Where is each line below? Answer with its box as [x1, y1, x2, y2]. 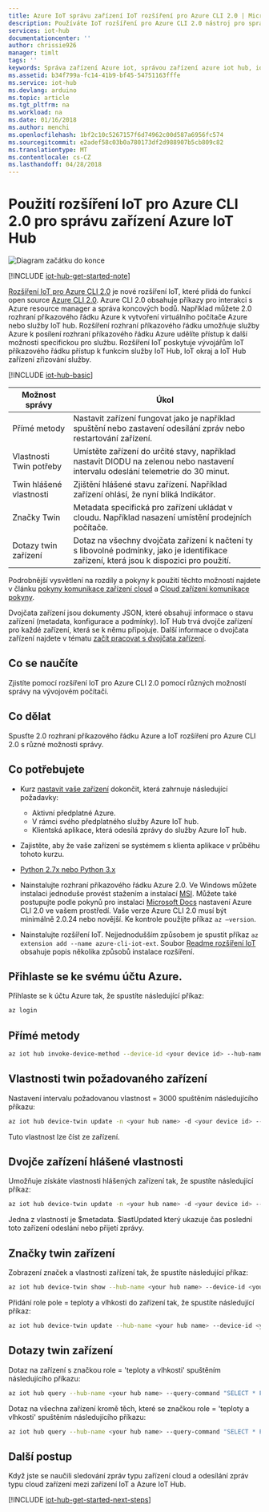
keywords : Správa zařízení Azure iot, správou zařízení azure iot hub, [8, 64, 252, 72]
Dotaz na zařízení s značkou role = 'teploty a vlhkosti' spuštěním [8, 1365, 222, 1374]
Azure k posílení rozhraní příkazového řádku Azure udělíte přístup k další [8, 329, 248, 339]
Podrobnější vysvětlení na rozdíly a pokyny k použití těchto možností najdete [8, 576, 261, 585]
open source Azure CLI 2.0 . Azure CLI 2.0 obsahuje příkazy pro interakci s [8, 296, 253, 305]
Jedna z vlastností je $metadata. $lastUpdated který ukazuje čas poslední [8, 1215, 253, 1224]
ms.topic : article [8, 94, 70, 102]
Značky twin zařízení [8, 1246, 115, 1260]
